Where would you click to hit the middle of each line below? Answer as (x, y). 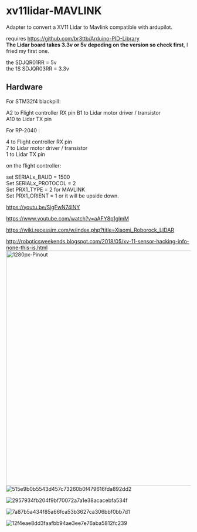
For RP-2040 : (23, 130)
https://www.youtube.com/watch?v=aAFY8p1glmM (67, 218)
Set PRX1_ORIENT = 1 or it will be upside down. (62, 196)
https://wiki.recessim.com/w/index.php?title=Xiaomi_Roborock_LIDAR (90, 230)
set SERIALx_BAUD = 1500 (38, 177)
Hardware (24, 87)
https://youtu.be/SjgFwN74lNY (43, 207)
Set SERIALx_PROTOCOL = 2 (41, 183)
